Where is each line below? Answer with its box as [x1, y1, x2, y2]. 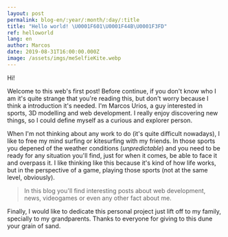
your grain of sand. [7, 221, 61, 230]
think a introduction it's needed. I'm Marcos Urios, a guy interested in [7, 101, 203, 110]
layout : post [7, 10, 45, 17]
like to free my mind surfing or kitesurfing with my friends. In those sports [7, 137, 216, 145]
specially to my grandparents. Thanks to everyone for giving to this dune [7, 214, 213, 223]
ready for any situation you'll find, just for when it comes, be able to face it [7, 151, 218, 159]
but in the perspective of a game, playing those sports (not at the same [7, 166, 208, 174]
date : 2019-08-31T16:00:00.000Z [7, 49, 100, 56]
